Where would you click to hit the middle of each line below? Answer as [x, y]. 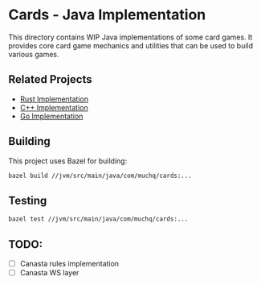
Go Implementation [51, 116]
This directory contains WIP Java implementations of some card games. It [130, 37]
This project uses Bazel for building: [68, 161]
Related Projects [50, 79]
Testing [28, 200]
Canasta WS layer [49, 273]
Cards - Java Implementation [107, 15]
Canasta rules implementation [69, 263]
